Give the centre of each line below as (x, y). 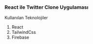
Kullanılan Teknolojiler (26, 18)
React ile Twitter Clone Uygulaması (46, 7)
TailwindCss (24, 32)
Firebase (20, 37)
